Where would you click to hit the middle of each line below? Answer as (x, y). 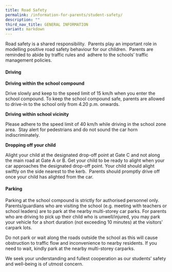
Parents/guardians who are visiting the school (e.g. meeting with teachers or (86, 206)
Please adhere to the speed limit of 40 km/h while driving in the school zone (86, 124)
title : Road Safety (26, 10)
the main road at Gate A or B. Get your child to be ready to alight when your (85, 160)
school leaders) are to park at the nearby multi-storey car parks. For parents (86, 211)
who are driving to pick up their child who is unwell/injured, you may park (83, 216)
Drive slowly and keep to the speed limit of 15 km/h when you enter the (80, 94)
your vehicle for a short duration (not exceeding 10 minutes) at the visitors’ (84, 222)
